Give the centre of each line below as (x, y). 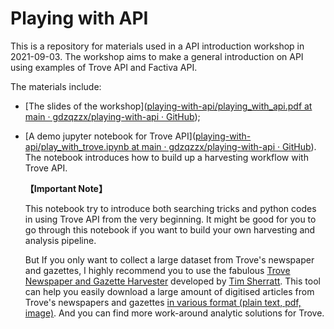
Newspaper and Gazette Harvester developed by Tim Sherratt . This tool (172, 281)
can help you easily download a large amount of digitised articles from (169, 291)
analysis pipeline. (60, 240)
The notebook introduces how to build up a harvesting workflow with (166, 157)
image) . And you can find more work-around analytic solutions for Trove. (174, 313)
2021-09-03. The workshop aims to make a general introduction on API (157, 56)
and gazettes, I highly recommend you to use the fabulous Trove (157, 270)
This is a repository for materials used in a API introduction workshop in (157, 46)
